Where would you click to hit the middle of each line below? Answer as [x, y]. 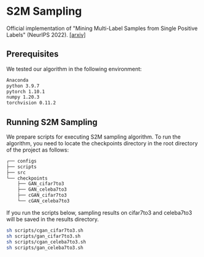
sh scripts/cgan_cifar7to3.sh [45, 230]
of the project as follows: [38, 150]
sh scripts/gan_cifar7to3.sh [43, 236]
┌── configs [21, 161]
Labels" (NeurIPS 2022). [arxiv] [46, 34]
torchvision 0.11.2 [31, 103]
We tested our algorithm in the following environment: [74, 69]
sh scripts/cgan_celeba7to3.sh [46, 242]
